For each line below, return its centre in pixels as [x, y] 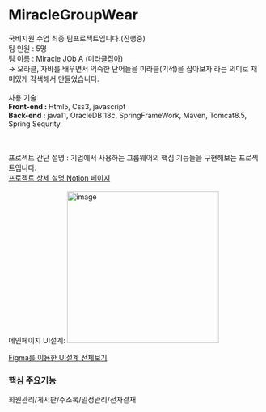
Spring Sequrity [34, 124]
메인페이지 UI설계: [37, 340]
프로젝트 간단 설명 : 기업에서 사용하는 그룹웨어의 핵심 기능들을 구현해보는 [122, 157]
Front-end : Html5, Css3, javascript [67, 106]
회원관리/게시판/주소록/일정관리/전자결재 [72, 400]
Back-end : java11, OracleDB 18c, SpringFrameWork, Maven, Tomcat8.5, [128, 115]
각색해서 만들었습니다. [64, 79]
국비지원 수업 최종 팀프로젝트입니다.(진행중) [77, 38]
